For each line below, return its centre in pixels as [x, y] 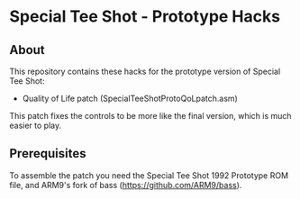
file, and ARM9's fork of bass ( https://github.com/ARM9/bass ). [126, 185]
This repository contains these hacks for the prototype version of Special [145, 71]
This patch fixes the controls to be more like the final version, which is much [150, 116]
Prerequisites [48, 154]
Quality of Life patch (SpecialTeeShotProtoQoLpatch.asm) [130, 98]
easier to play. [35, 125]
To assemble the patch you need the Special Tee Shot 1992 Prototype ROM [149, 175]
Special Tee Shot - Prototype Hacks [145, 17]
